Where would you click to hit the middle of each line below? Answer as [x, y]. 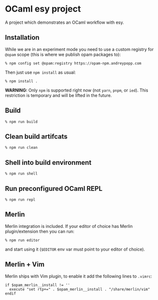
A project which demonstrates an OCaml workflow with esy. [65, 22]
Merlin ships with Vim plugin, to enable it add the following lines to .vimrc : [79, 276]
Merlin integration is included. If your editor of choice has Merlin [69, 226]
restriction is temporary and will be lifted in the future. [58, 95]
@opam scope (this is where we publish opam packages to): [63, 54]
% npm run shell [21, 174]
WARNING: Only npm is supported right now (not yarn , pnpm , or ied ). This [77, 90]
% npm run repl [20, 200]
